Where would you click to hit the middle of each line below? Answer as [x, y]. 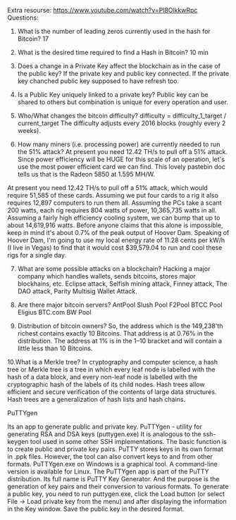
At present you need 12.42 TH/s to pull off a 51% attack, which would [107, 188]
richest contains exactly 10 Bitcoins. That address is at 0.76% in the [115, 333]
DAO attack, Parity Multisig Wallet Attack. [77, 291]
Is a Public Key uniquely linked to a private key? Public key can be [113, 95]
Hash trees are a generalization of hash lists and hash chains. [97, 399]
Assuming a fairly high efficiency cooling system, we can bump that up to [114, 218]
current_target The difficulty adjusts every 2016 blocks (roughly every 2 [122, 123]
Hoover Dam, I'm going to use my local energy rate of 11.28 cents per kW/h [116, 240]
